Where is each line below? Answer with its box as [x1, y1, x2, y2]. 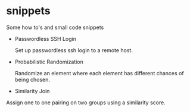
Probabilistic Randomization [14, 58, 83, 65]
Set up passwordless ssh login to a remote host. [14, 46, 133, 54]
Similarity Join [14, 87, 50, 94]
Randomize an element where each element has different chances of [14, 69, 184, 76]
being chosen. [14, 76, 51, 83]
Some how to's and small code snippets [6, 24, 104, 31]
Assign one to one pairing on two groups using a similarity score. [6, 99, 166, 106]
